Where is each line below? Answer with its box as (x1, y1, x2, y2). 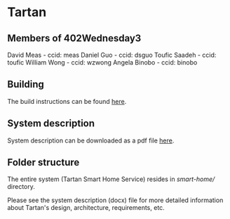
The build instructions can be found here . (7, 97, 127, 105)
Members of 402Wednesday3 (7, 32, 142, 44)
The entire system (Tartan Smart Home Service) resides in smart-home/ (7, 175, 215, 183)
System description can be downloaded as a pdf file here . (7, 136, 175, 145)
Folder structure (7, 157, 80, 168)
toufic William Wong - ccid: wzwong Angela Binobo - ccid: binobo (7, 58, 198, 67)
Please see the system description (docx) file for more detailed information (7, 196, 224, 204)
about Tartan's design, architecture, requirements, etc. (7, 204, 165, 212)
